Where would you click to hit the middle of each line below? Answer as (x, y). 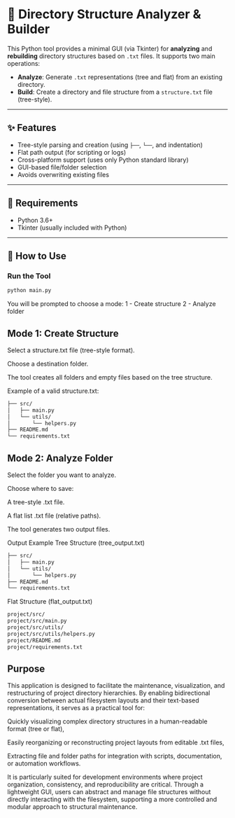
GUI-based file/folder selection (62, 167)
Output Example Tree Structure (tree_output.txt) (76, 543)
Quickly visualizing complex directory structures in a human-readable (107, 721)
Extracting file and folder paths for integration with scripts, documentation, (115, 756)
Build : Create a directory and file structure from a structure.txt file (115, 92)
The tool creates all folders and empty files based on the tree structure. (110, 377)
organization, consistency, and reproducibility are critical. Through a (106, 784)
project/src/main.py (37, 621)
